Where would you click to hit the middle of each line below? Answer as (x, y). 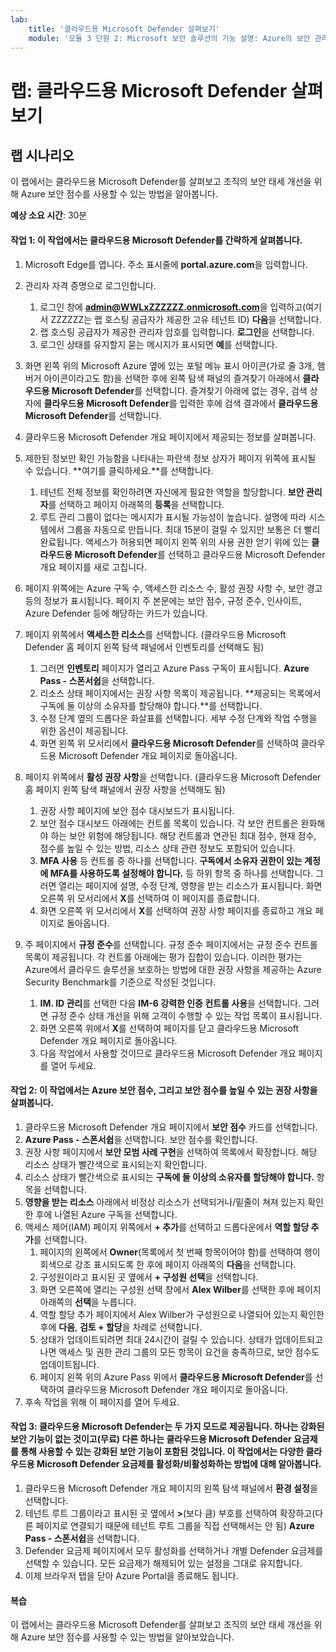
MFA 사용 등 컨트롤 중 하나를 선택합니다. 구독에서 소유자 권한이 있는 (171, 860)
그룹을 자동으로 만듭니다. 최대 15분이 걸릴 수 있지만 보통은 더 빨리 (193, 529)
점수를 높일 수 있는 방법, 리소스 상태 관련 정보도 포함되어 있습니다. (167, 848)
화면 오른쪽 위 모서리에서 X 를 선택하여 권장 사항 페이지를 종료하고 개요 (176, 910)
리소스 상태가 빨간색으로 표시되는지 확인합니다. (116, 1164)
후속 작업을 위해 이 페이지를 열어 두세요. (102, 1402)
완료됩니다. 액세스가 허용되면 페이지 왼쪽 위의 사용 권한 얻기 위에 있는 (174, 542)
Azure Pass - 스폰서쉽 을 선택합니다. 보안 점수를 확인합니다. (141, 1139)
